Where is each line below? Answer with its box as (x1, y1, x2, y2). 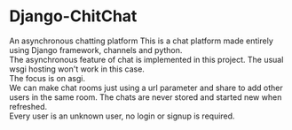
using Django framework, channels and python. (9, 44, 183, 55)
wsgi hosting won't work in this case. (9, 64, 145, 74)
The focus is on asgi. (9, 73, 86, 83)
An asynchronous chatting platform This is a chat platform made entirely (9, 35, 273, 46)
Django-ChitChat (9, 6, 138, 27)
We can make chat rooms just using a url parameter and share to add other (9, 82, 284, 93)
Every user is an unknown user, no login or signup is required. (9, 111, 235, 121)
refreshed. (9, 101, 48, 111)
